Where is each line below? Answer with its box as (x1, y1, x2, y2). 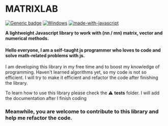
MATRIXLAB (5, 3, 59, 15)
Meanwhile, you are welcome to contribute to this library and (5, 108, 159, 115)
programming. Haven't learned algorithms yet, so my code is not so (5, 69, 147, 75)
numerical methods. (5, 35, 49, 41)
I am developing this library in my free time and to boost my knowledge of (5, 64, 160, 70)
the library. (5, 80, 28, 86)
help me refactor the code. (5, 114, 72, 121)
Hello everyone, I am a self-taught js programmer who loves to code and (5, 47, 161, 53)
